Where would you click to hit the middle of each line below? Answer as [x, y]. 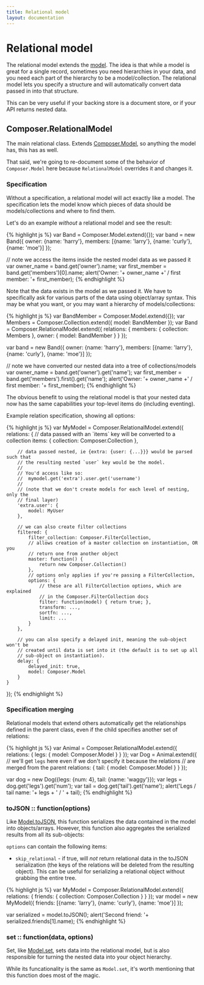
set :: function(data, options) [50, 937]
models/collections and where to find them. [61, 211]
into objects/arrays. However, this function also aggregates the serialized [98, 828]
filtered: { [32, 532]
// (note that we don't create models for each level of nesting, [104, 489]
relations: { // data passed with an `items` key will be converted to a [91, 434]
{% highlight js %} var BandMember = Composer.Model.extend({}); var [96, 316]
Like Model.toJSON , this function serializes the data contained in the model [101, 822]
